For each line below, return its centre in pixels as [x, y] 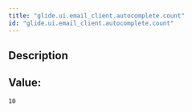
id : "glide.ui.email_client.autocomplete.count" [91, 23]
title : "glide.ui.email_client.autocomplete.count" [96, 16]
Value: [25, 83]
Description [38, 56]
